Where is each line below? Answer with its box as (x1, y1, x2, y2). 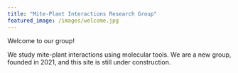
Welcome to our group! (7, 36, 75, 45)
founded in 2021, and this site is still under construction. (7, 57, 171, 66)
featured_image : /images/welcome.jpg (7, 17, 119, 24)
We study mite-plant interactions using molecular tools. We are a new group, (7, 50, 232, 59)
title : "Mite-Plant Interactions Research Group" (7, 10, 158, 18)
